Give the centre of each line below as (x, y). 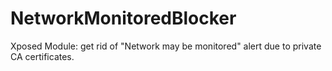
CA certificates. (42, 56)
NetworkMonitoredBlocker (123, 18)
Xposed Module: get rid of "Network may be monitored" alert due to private (166, 46)
